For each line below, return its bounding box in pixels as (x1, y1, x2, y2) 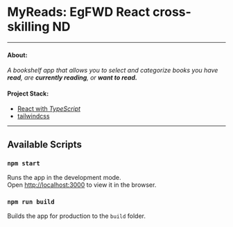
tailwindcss (17, 112, 50, 120)
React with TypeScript (17, 105, 81, 113)
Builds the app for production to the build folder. (7, 212, 146, 220)
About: (7, 51, 28, 59)
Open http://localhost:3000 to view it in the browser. (7, 181, 157, 189)
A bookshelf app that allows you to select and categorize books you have (7, 66, 218, 75)
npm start (7, 159, 40, 167)
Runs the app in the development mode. (7, 174, 121, 182)
